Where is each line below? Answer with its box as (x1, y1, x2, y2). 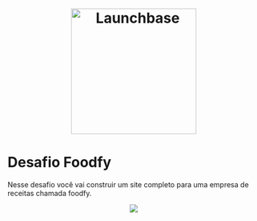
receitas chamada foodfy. (7, 189, 92, 198)
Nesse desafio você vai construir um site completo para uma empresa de (7, 180, 249, 190)
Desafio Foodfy (7, 153, 112, 172)
